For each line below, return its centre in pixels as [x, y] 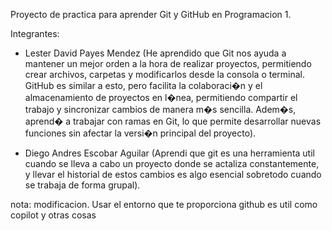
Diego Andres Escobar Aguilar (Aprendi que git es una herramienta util [169, 153]
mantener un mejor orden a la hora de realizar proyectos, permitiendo [168, 63]
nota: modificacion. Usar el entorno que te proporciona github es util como [164, 204]
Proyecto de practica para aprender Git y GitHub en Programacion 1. [151, 14]
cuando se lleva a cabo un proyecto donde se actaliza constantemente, [172, 163]
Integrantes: [35, 33]
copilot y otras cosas [53, 215]
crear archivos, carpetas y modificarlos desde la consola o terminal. [165, 74]
